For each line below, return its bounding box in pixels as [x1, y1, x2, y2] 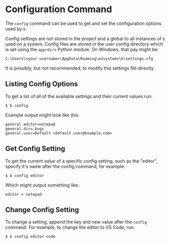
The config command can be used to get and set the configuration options [5, 20, 161, 26]
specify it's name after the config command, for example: [5, 163, 125, 169]
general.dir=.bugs [5, 126, 44, 131]
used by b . [5, 25, 27, 31]
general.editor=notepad [5, 122, 56, 127]
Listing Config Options [5, 80, 78, 88]
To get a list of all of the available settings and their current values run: [5, 93, 153, 99]
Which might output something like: [5, 182, 80, 188]
